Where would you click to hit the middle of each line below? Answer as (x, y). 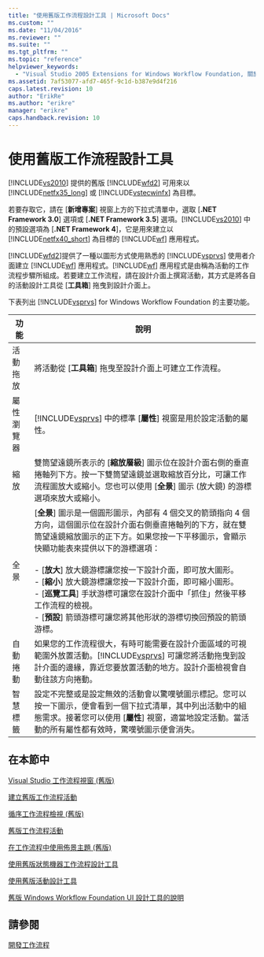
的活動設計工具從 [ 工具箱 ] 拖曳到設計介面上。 (82, 285)
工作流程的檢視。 (66, 605)
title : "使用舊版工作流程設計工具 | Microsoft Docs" (89, 15)
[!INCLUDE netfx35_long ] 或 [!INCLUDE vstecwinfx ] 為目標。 (104, 192)
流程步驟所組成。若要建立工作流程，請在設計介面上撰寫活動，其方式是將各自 (132, 275)
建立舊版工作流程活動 (42, 797)
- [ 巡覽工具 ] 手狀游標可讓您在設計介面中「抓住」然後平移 (140, 593)
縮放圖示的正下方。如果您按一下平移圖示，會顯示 (156, 536)
